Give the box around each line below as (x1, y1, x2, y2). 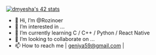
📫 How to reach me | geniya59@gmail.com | (14, 42, 125, 49)
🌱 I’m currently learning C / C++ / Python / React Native (14, 29, 150, 36)
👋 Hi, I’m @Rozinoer (14, 17, 63, 23)
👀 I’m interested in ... (14, 23, 65, 30)
